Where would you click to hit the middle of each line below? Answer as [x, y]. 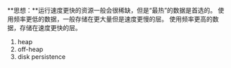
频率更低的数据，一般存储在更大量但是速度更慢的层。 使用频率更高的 [113, 19]
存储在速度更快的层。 [50, 28]
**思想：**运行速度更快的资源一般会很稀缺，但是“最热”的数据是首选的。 [112, 10]
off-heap [30, 49]
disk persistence [41, 57]
